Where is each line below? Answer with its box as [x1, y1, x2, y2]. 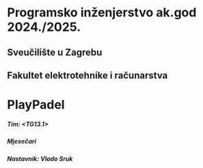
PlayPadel [7, 97, 65, 113]
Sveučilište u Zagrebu [7, 46, 103, 58]
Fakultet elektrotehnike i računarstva [7, 70, 168, 81]
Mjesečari [7, 137, 36, 145]
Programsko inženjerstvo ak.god [7, 5, 197, 20]
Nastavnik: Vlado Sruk [7, 154, 73, 163]
